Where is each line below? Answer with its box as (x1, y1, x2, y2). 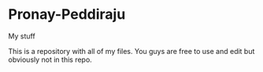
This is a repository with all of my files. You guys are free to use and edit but (8, 46, 255, 56)
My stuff (8, 31, 35, 41)
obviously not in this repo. (8, 55, 92, 64)
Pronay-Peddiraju (8, 5, 126, 23)
